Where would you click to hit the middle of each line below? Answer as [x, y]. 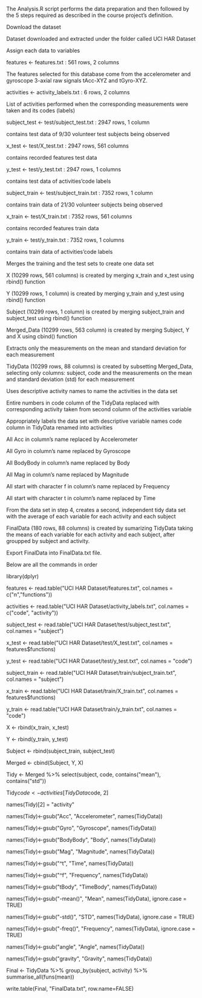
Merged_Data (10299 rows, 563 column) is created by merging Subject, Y [98, 330]
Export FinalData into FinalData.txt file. [54, 553]
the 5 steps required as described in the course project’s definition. [90, 15]
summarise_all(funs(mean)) [40, 977]
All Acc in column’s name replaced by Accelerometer [72, 439]
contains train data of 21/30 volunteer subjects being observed [85, 205]
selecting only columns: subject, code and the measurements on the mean [99, 373]
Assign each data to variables [43, 50]
